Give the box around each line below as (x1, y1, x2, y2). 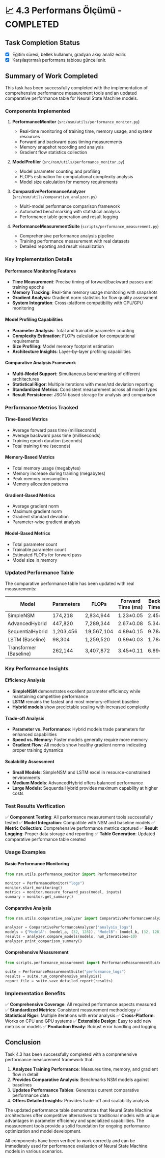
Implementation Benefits (5, 990, 65, 997)
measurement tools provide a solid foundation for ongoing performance (5, 1122, 150, 1129)
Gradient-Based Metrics (5, 492, 55, 498)
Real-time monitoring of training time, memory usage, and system (19, 128, 153, 134)
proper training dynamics (12, 747, 63, 753)
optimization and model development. (5, 1128, 82, 1134)
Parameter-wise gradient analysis (12, 519, 81, 525)
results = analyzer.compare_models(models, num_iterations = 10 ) (5, 934, 137, 939)
